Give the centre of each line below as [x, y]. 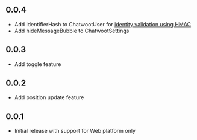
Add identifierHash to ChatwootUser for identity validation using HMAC [102, 24]
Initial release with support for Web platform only [75, 131]
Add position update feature [49, 97]
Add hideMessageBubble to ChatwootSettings [72, 31]
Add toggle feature [38, 64]
